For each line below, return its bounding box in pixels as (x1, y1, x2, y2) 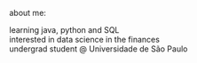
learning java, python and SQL (9, 25, 120, 35)
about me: (9, 8, 47, 18)
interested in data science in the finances (9, 35, 160, 44)
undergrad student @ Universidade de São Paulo (9, 43, 188, 54)
